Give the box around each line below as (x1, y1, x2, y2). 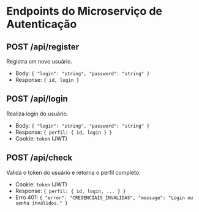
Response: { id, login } (15, 76, 80, 83)
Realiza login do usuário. (6, 110, 69, 117)
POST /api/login (6, 93, 69, 104)
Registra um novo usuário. (6, 58, 72, 65)
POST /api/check (6, 153, 73, 163)
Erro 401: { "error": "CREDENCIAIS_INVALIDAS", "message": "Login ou (15, 194, 193, 201)
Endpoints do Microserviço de (6, 4, 162, 18)
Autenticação (6, 17, 77, 31)
